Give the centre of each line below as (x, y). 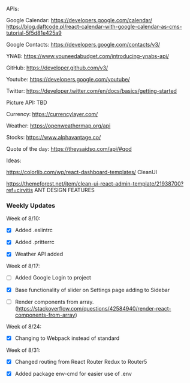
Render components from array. (54, 302)
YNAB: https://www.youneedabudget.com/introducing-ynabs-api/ (88, 56)
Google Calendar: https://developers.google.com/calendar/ (79, 20)
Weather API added (39, 254)
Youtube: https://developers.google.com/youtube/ (68, 79)
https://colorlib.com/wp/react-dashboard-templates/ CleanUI (82, 172)
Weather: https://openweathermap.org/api (58, 126)
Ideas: (14, 160)
